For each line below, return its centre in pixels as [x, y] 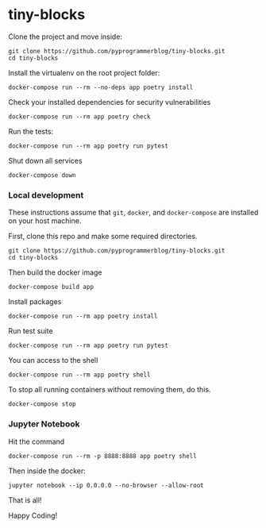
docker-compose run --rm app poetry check [79, 117]
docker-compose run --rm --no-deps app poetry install [101, 87]
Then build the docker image [55, 272]
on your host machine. [45, 221]
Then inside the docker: [47, 471]
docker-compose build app [51, 287]
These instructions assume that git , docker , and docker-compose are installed [133, 213]
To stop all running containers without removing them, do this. [110, 390]
